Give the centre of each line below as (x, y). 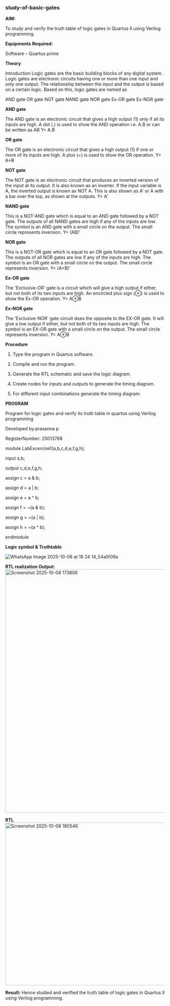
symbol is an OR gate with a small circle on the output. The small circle (79, 263)
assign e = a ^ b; (22, 498)
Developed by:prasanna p (32, 429)
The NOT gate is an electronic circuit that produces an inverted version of (82, 180)
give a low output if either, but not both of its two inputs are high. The (77, 324)
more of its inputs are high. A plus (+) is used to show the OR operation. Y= (83, 155)
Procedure (16, 344)
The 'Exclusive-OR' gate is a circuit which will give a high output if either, (81, 288)
